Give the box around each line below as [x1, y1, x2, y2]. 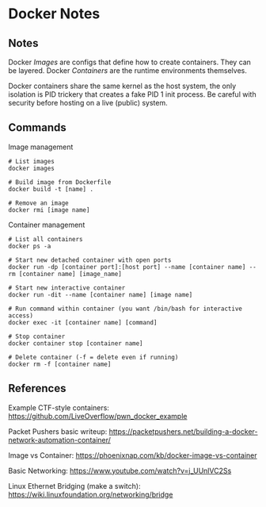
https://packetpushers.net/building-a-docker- [108, 426, 258, 436]
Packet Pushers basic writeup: [8, 426, 108, 436]
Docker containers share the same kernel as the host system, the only [8, 81, 237, 90]
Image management [8, 142, 74, 152]
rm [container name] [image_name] [8, 270, 123, 278]
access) [8, 311, 34, 320]
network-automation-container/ [8, 435, 111, 444]
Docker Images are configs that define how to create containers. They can [8, 57, 252, 67]
